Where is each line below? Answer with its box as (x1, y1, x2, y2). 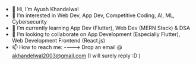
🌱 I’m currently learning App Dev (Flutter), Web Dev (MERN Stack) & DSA (11, 24, 191, 31)
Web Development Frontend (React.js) (11, 37, 106, 44)
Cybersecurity (11, 18, 48, 25)
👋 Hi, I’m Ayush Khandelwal (11, 6, 79, 12)
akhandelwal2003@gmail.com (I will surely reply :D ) (11, 52, 141, 59)
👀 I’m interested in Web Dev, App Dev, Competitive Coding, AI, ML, (11, 12, 175, 19)
